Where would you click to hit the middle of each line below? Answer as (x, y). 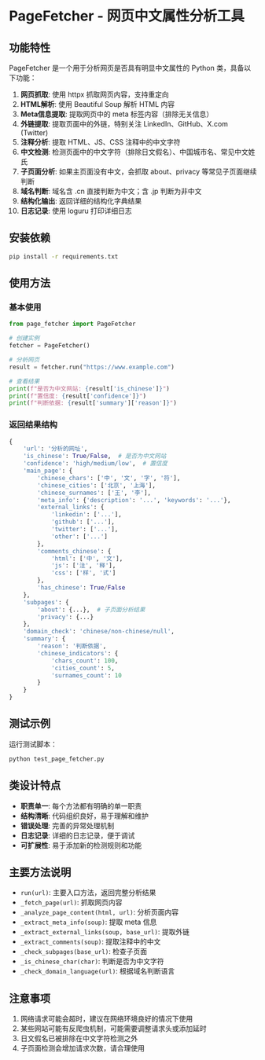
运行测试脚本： (33, 744)
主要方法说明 (40, 872)
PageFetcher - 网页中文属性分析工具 (127, 16)
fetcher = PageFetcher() (50, 346)
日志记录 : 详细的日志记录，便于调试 (77, 835)
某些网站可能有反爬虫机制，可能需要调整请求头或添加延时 (113, 1029)
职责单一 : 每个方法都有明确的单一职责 (81, 805)
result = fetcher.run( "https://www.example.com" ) (92, 367)
